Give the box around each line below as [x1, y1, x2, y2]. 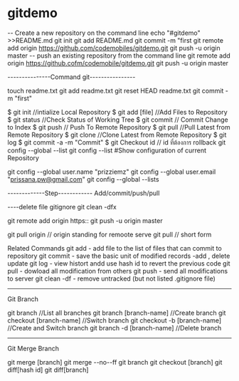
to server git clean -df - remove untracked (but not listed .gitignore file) [7, 274, 216, 283]
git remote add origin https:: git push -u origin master [7, 216, 163, 225]
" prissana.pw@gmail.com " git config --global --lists [7, 174, 159, 183]
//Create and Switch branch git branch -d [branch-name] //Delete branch [7, 323, 222, 332]
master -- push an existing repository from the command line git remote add [7, 51, 231, 60]
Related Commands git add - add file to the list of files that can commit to [7, 244, 222, 252]
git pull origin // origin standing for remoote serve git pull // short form [7, 230, 212, 239]
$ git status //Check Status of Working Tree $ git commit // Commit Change [7, 115, 229, 124]
